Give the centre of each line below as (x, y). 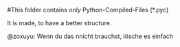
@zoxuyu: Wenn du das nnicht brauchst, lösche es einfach (90, 36)
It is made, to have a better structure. (59, 23)
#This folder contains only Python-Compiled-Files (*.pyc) (88, 10)
